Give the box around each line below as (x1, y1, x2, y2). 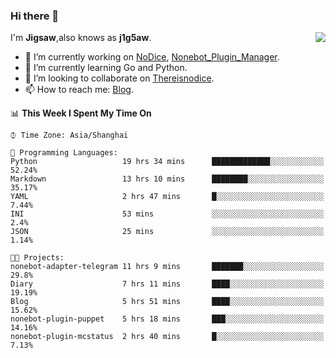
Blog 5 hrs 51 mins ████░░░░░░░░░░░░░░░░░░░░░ (10, 297, 325, 307)
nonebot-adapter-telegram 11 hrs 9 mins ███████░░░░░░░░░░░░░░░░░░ (10, 262, 325, 272)
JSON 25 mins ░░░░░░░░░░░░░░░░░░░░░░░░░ (10, 227, 325, 237)
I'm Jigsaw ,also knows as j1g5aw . (10, 32, 152, 44)
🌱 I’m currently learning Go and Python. (24, 62, 188, 74)
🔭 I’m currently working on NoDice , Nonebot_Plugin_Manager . (24, 51, 280, 63)
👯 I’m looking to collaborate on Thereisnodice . (24, 72, 215, 84)
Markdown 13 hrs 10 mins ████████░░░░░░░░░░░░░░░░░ (10, 174, 325, 184)
